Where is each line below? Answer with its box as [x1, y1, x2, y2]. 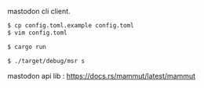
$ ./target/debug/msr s [7, 57, 86, 65]
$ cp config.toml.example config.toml [7, 22, 134, 30]
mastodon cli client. [7, 7, 71, 16]
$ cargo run [7, 43, 46, 51]
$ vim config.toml [7, 29, 67, 37]
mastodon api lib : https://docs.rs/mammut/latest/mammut [7, 71, 196, 80]
